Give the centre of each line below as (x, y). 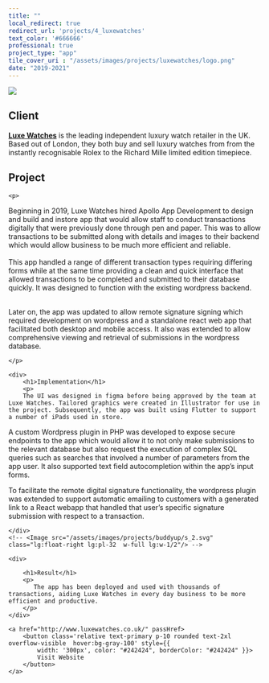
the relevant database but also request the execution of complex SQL (123, 449)
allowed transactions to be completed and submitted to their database (124, 279)
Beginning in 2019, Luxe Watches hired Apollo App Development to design (131, 211)
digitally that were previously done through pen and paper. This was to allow (134, 228)
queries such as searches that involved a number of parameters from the (129, 458)
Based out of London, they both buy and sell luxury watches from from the (132, 144)
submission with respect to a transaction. (76, 516)
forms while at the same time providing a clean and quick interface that (126, 271)
